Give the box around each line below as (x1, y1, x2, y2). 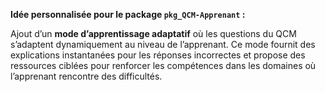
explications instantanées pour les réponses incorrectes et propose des (10, 49, 306, 61)
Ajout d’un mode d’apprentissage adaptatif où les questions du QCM (10, 28, 297, 39)
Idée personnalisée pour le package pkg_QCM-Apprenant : (10, 9, 246, 20)
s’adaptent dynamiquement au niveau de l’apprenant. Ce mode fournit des (10, 39, 316, 50)
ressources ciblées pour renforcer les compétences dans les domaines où (10, 60, 317, 71)
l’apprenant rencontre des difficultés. (10, 70, 163, 82)
